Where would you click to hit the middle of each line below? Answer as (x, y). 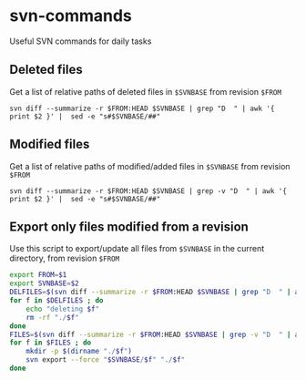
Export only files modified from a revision (129, 226)
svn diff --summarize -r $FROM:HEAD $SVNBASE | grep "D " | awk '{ (142, 108)
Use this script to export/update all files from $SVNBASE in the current (137, 249)
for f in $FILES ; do (51, 343)
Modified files (50, 144)
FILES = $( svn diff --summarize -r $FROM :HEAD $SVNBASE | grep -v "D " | (150, 334)
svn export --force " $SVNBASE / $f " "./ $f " (105, 360)
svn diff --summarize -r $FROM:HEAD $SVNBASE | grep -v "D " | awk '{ (148, 191)
